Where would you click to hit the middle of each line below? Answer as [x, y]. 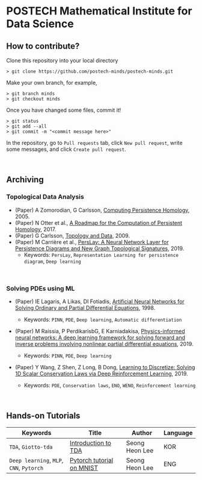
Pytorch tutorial [92, 460]
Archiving [25, 180]
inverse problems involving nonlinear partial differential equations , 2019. [104, 343]
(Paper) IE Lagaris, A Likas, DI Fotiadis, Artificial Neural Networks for [99, 301]
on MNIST [84, 467]
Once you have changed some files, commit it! [64, 110]
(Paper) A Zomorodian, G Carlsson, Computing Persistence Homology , [102, 210]
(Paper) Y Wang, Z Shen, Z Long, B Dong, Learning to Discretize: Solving [105, 367]
